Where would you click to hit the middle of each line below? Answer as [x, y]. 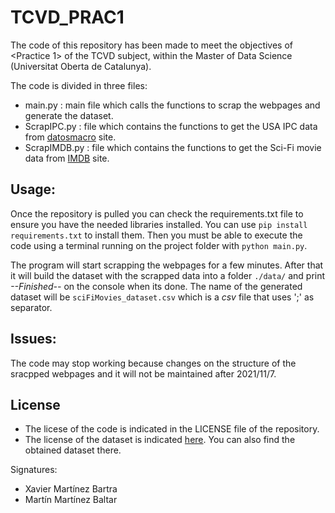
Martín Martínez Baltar [71, 500]
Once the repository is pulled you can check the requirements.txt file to [157, 213]
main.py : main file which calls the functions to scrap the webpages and [172, 105]
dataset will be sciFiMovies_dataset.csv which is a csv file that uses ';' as [162, 297]
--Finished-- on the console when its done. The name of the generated [156, 286]
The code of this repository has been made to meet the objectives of [152, 45]
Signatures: [34, 470]
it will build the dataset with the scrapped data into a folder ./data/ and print [168, 275]
